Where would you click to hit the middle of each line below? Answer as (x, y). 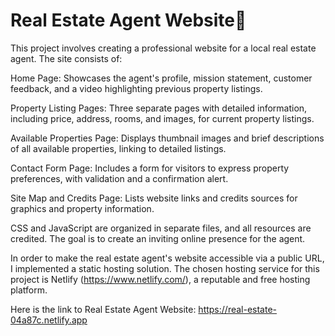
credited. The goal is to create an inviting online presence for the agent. (158, 238)
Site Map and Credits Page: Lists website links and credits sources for (154, 198)
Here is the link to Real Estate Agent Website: (103, 309)
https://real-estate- (238, 309)
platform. (29, 290)
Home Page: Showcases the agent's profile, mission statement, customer (161, 78)
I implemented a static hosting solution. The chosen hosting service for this (165, 268)
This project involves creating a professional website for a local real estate (163, 48)
